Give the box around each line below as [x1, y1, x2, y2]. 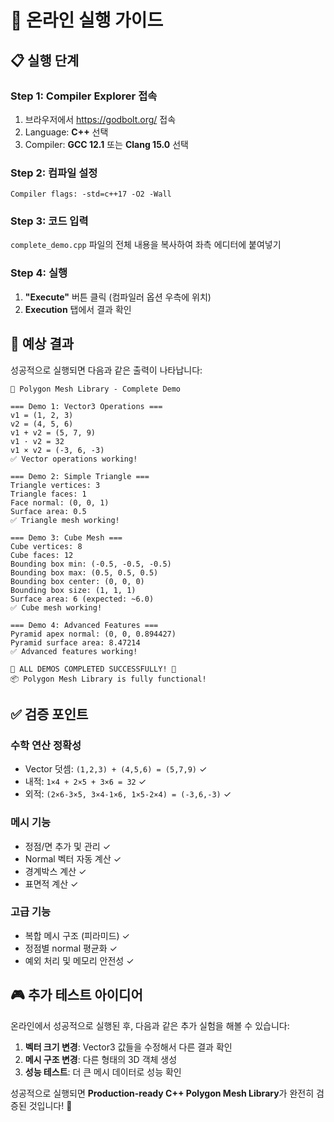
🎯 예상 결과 [10, 336, 75, 353]
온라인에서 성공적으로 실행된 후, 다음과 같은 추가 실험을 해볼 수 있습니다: [10, 1019, 290, 1031]
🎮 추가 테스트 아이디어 [10, 987, 143, 1004]
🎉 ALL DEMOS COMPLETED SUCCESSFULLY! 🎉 [10, 664, 177, 674]
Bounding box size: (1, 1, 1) [10, 585, 137, 595]
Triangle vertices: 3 [10, 480, 101, 490]
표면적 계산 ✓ [24, 877, 79, 890]
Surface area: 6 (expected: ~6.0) [10, 594, 155, 604]
